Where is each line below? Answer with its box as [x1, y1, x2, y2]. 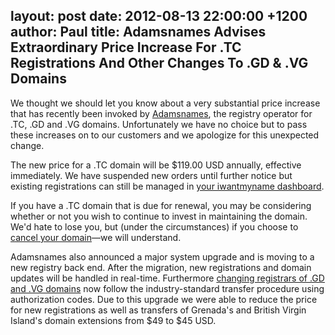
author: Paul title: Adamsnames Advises [10, 24, 267, 41]
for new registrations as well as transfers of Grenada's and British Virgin [10, 304, 307, 316]
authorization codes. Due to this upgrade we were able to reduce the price [10, 293, 318, 305]
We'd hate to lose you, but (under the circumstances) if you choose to [10, 220, 299, 233]
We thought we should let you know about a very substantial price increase [10, 97, 321, 109]
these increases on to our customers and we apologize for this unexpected [10, 129, 320, 141]
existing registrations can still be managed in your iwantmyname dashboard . [10, 180, 325, 192]
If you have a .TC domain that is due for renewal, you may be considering [10, 199, 312, 211]
